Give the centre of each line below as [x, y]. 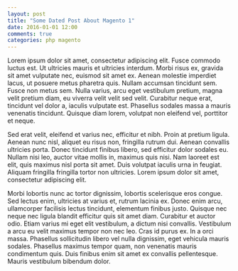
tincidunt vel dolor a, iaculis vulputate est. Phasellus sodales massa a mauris [119, 106]
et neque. [21, 121]
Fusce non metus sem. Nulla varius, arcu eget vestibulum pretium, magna [115, 91]
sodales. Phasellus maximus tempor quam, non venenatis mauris [102, 246]
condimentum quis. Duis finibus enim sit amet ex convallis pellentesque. [113, 254]
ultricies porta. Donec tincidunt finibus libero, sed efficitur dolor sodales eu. [118, 150]
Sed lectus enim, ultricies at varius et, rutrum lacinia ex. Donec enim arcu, [115, 201]
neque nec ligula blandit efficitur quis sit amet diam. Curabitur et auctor [112, 216]
